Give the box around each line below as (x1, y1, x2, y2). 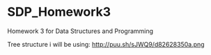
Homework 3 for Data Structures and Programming (7, 27, 154, 35)
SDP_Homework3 (7, 4, 111, 20)
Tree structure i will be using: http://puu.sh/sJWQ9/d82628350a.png (7, 40, 205, 48)
